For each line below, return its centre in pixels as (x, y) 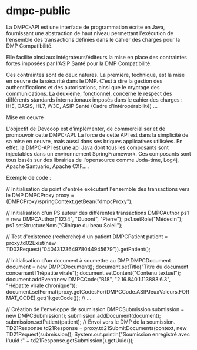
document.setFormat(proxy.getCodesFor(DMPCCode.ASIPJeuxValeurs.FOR (98, 291)
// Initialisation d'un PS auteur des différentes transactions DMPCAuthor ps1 (98, 213)
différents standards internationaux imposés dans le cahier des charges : (94, 100)
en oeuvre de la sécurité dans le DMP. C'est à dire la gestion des (84, 81)
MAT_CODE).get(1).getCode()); (43, 298)
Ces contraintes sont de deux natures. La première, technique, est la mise (96, 75)
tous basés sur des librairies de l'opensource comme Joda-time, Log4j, (93, 160)
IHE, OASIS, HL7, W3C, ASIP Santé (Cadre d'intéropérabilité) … (82, 106)
